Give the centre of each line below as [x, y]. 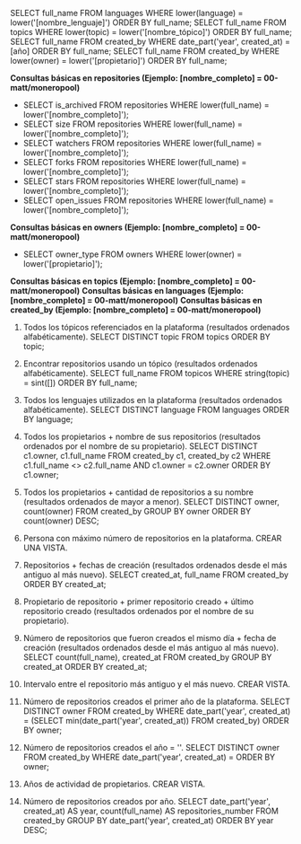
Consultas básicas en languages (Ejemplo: [163, 290]
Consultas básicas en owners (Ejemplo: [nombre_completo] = [128, 227]
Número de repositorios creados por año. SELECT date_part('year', [147, 801]
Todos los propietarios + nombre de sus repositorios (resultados [142, 436]
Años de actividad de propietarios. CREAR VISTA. [114, 784]
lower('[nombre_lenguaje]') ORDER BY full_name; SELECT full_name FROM [149, 22]
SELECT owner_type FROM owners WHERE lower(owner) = [133, 254]
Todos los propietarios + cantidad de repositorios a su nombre [138, 492]
